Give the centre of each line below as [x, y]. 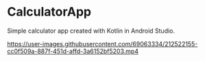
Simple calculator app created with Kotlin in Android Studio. [91, 31]
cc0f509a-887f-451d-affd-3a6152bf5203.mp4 [73, 51]
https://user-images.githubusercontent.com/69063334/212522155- [102, 44]
